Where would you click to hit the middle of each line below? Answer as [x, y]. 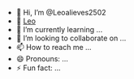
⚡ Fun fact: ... [38, 68]
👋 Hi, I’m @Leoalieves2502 [61, 12]
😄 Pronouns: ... [42, 59]
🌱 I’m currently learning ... [59, 29]
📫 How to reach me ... [54, 47]
